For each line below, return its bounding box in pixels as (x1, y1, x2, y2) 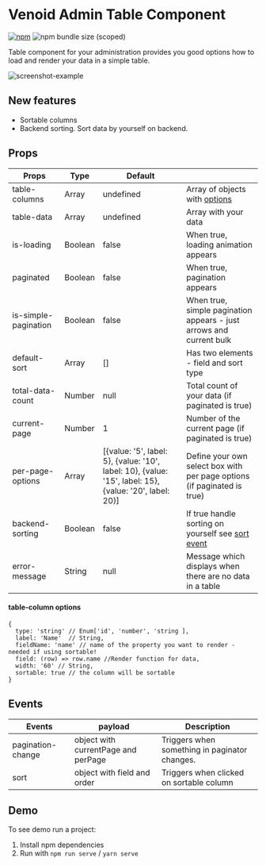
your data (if (185, 390, 232, 401)
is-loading (12, 239, 51, 250)
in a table (185, 580, 220, 591)
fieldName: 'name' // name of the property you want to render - (15, 641, 236, 649)
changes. (161, 754, 196, 765)
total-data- (12, 385, 55, 396)
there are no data (185, 570, 250, 581)
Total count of (185, 379, 238, 391)
